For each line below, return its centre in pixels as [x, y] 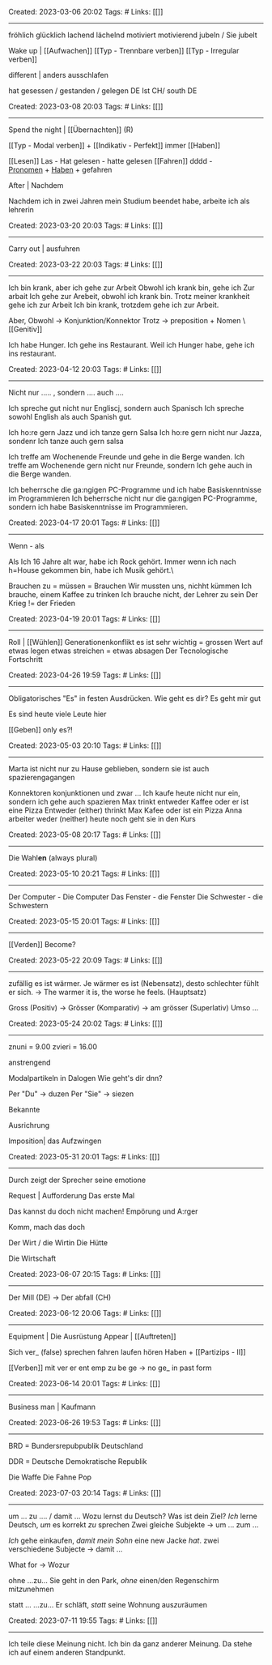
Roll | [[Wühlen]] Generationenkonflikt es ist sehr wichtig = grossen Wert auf [136, 642]
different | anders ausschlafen [59, 75]
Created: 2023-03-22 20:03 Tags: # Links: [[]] [86, 264]
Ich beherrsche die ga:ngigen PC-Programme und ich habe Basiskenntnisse [135, 490]
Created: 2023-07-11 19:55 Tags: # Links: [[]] [83, 1620]
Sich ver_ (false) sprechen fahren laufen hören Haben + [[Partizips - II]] [127, 1352]
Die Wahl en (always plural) [53, 858]
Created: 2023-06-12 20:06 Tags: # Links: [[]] [85, 1313]
